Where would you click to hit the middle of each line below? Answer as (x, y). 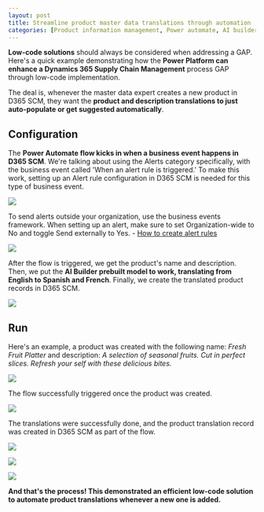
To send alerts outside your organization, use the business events (115, 216)
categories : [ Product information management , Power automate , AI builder (133, 30)
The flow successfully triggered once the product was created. (110, 393)
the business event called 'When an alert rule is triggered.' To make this (124, 170)
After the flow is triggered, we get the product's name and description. (123, 263)
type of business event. (46, 186)
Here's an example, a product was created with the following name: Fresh (127, 346)
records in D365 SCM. (44, 289)
